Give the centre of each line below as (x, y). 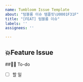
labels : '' (16, 23)
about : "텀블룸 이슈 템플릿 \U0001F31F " (42, 14)
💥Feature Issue (29, 52)
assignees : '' (20, 28)
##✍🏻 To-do (18, 64)
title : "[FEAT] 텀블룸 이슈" (33, 19)
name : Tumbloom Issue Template (37, 10)
